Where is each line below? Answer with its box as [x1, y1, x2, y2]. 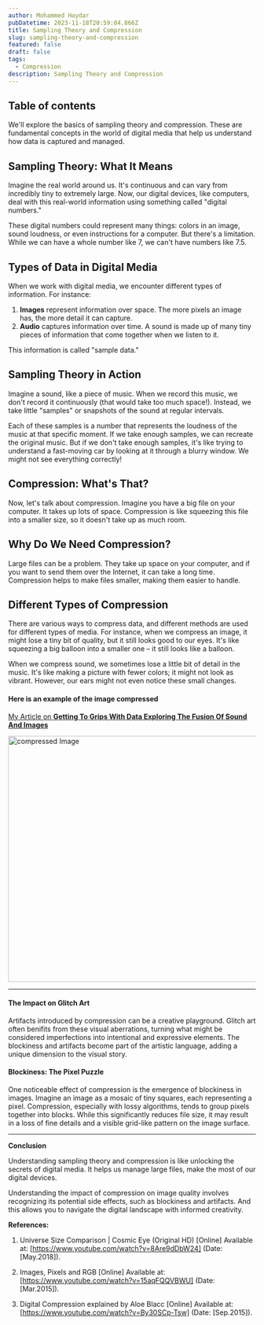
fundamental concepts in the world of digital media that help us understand [8, 128, 252, 138]
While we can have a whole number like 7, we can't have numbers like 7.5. [8, 238, 247, 247]
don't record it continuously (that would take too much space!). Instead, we [8, 397, 251, 406]
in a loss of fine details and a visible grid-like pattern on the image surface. [8, 1118, 251, 1127]
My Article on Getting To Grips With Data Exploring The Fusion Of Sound [8, 712, 247, 721]
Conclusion [8, 1141, 47, 1150]
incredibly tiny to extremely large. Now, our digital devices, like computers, [8, 189, 250, 198]
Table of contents [8, 99, 96, 113]
